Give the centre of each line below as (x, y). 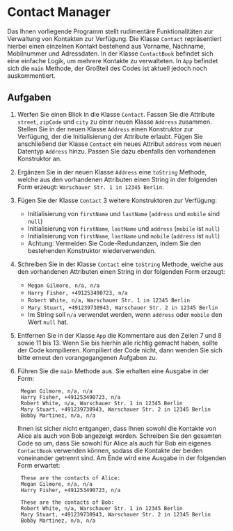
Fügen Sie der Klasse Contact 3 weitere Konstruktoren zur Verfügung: (117, 200)
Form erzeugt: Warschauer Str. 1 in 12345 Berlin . (91, 187)
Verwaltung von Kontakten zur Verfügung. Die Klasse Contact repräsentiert (114, 38)
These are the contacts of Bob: (67, 502)
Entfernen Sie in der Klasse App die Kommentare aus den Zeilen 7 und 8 (119, 335)
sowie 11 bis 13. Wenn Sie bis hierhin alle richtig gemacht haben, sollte (118, 343)
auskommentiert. (31, 75)
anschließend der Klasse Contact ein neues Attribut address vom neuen (119, 144)
